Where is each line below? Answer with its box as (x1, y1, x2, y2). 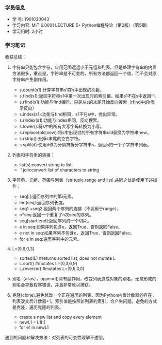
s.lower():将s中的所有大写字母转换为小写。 (19, 123, 104, 129)
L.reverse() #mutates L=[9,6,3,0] (19, 266, 85, 271)
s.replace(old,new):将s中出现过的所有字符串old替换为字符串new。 (19, 129, 151, 135)
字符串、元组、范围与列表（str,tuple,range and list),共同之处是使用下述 (12, 177, 153, 183)
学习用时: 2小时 (12, 28, 43, 35)
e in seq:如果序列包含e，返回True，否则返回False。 (19, 224, 123, 230)
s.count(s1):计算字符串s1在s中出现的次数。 (19, 87, 104, 93)
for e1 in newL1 (19, 324, 49, 330)
